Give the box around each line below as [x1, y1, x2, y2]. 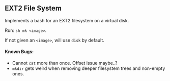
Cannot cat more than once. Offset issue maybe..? [12, 60, 118, 66]
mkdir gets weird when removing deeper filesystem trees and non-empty [12, 65, 165, 71]
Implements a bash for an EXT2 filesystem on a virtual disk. [5, 17, 129, 23]
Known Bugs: [5, 49, 34, 55]
